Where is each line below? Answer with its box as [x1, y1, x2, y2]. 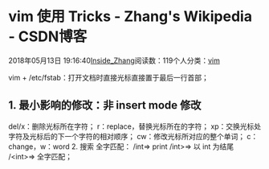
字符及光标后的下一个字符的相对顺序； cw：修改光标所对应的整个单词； [8, 131, 246, 141]
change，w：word [8, 142, 70, 151]
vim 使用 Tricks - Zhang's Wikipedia [8, 7, 253, 26]
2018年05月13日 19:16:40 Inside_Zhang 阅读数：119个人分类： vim [8, 56, 221, 65]
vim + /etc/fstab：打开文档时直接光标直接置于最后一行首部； [8, 72, 209, 82]
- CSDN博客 [8, 27, 88, 46]
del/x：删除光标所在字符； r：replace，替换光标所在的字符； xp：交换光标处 [8, 122, 262, 131]
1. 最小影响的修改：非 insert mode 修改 [8, 98, 202, 113]
